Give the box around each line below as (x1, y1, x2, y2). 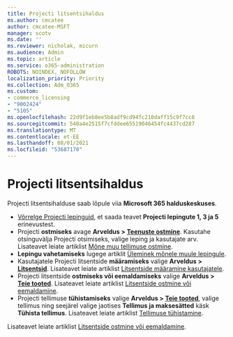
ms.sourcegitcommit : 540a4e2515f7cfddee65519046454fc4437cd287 (7, 120, 195, 127)
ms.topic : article (7, 56, 61, 63)
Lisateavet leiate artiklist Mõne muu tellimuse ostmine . (17, 242, 173, 251)
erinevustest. (17, 220, 56, 228)
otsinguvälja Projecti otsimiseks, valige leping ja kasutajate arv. (17, 235, 199, 243)
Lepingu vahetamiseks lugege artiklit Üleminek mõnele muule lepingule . (17, 249, 227, 258)
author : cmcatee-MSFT (7, 23, 70, 30)
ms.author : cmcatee (7, 17, 64, 24)
